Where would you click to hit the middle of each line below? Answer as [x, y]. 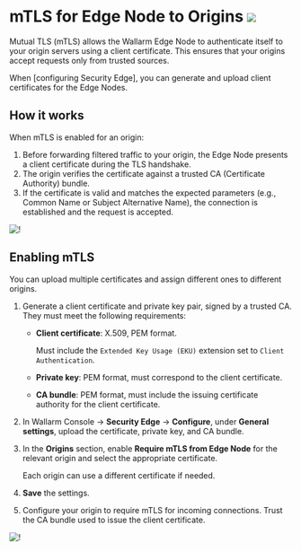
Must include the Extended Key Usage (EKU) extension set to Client [160, 350]
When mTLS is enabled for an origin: [77, 137]
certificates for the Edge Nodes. [69, 87]
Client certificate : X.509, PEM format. [106, 333]
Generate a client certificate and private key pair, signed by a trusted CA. [157, 306]
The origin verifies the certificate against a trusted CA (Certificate [143, 173]
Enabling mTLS [52, 258]
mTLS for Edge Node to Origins [127, 17]
